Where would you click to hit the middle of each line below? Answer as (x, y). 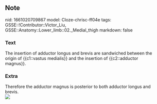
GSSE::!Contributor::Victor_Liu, (36, 25)
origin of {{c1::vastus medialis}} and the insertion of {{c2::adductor (72, 58)
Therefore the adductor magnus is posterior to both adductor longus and (78, 87)
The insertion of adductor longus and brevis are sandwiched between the (78, 53)
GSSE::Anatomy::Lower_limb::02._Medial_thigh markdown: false (69, 30)
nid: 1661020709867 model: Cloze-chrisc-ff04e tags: (58, 19)
